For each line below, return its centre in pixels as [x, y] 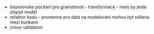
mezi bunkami [24, 22]
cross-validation [26, 27]
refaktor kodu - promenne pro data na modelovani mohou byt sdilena [79, 17]
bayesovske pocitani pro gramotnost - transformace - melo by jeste [78, 7]
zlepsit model [23, 12]
